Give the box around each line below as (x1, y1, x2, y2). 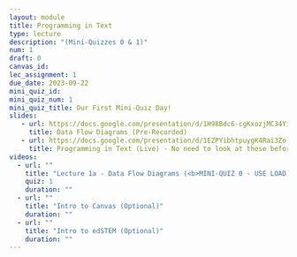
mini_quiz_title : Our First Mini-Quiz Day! (9, 103, 172, 112)
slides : (9, 111, 38, 120)
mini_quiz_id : (9, 87, 62, 95)
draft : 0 (9, 54, 42, 63)
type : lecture (9, 29, 62, 38)
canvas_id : (9, 63, 49, 72)
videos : (9, 152, 38, 162)
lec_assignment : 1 (9, 71, 77, 79)
